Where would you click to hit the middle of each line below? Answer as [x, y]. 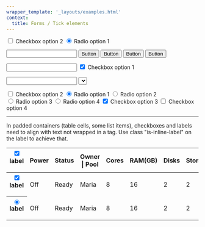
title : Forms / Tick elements [50, 23]
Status [64, 160]
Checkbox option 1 [111, 67]
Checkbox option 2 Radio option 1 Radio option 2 [86, 95]
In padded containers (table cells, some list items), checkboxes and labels [99, 126]
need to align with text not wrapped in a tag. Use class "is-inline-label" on [99, 132]
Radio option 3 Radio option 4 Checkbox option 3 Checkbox [105, 102]
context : [17, 18]
